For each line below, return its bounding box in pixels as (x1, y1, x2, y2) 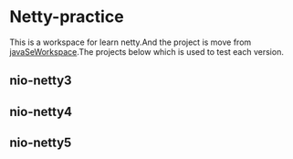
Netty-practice (9, 6, 125, 27)
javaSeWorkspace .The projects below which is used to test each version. (9, 46, 285, 57)
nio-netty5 (9, 135, 72, 151)
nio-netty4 (9, 103, 73, 120)
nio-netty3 (9, 73, 72, 89)
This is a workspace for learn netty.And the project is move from (9, 37, 252, 48)
